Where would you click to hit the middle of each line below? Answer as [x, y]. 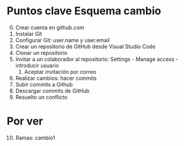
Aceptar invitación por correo [60, 72]
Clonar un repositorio [41, 52]
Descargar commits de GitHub [52, 91]
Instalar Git [28, 33]
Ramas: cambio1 [35, 138]
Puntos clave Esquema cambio [84, 11]
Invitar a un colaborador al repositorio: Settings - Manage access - [97, 59]
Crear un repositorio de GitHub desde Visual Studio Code [85, 46]
